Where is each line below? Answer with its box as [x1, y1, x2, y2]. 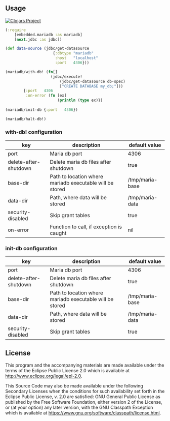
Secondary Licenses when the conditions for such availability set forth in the [5, 388, 165, 395]
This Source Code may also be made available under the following [5, 383, 143, 389]
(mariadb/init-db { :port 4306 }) [5, 107, 78, 112]
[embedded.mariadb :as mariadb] [14, 32, 82, 37]
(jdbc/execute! [50, 74, 82, 79]
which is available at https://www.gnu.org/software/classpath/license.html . [5, 410, 161, 416]
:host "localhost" [55, 55, 99, 61]
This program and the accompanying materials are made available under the [5, 362, 164, 368]
